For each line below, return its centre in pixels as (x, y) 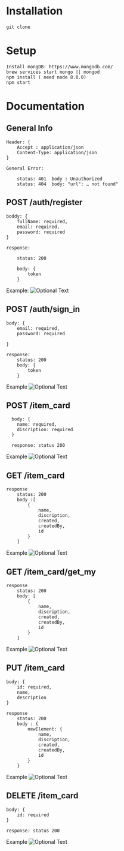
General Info (30, 128)
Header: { (18, 142)
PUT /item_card (35, 668)
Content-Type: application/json (57, 152)
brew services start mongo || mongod (53, 72)
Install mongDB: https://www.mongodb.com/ (60, 67)
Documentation (46, 106)
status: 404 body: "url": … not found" (68, 184)
